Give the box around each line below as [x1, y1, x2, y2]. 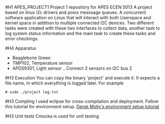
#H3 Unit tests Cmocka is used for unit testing [5, 113, 99, 119]
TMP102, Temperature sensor [12, 60, 73, 66]
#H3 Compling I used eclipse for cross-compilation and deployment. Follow [5, 98, 159, 104]
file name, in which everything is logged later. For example [5, 80, 124, 86]
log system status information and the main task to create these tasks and [5, 31, 156, 36]
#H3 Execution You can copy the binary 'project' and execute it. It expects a [5, 75, 160, 81]
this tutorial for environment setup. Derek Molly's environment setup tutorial [5, 104, 160, 109]
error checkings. [5, 36, 39, 41]
